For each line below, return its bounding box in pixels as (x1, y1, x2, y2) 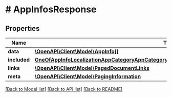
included (8, 56, 30, 63)
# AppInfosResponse (5, 4, 97, 15)
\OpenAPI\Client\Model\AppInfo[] (34, 48, 119, 55)
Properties (5, 24, 40, 33)
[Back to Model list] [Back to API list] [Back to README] (5, 86, 123, 92)
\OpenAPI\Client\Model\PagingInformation (34, 73, 141, 80)
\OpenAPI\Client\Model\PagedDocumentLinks (34, 65, 149, 71)
